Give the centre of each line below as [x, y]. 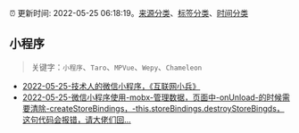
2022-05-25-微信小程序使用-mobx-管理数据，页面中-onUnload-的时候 [152, 97]
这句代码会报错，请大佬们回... [76, 120]
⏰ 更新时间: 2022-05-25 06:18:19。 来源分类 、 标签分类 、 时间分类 [129, 13]
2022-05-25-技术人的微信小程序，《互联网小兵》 [111, 86]
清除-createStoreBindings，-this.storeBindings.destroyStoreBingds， [157, 108]
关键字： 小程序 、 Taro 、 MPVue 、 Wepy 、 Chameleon [116, 67]
